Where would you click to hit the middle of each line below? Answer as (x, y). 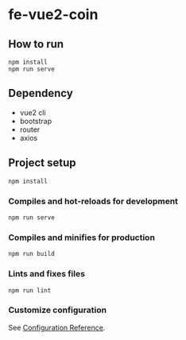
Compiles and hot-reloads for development (93, 201)
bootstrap (36, 121)
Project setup (43, 163)
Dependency (41, 93)
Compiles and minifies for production (81, 238)
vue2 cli (33, 112)
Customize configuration (58, 310)
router (30, 129)
